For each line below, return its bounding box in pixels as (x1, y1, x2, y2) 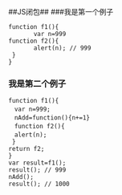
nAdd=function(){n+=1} (14, 114, 91, 122)
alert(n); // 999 (33, 44, 91, 52)
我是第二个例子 (8, 78, 67, 89)
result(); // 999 (8, 166, 67, 174)
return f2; (8, 145, 45, 153)
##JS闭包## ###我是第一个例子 (8, 7, 114, 16)
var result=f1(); (8, 159, 67, 167)
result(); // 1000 (8, 180, 70, 189)
